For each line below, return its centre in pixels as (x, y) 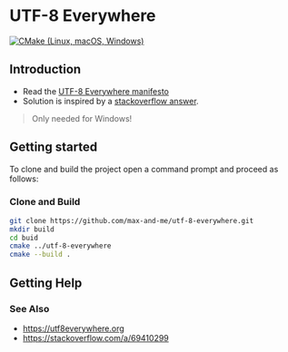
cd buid (24, 238)
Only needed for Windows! (82, 118)
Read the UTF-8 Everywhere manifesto (96, 91)
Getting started (54, 147)
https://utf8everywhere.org (73, 328)
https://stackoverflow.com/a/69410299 (96, 337)
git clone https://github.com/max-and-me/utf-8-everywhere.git (132, 220)
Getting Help (46, 283)
